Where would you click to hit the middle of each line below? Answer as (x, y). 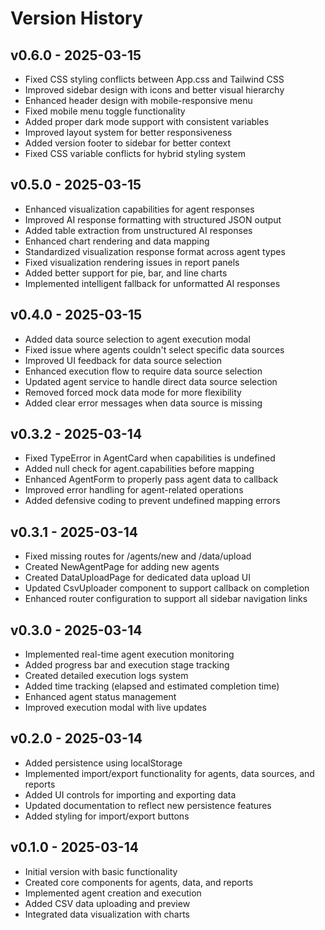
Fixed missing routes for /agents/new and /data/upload (138, 556)
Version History (76, 18)
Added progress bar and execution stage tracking (127, 665)
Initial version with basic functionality (101, 871)
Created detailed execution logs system (106, 676)
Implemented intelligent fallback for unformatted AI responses (152, 283)
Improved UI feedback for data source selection (123, 360)
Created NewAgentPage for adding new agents (122, 567)
